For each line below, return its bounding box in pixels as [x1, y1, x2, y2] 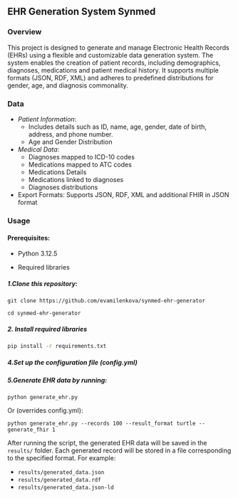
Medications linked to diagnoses [28, 175, 124, 184]
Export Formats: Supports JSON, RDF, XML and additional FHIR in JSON [17, 190, 229, 198]
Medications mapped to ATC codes [28, 160, 132, 169]
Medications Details [28, 167, 87, 176]
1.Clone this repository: [7, 279, 78, 287]
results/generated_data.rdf [17, 477, 101, 484]
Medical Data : [17, 145, 60, 154]
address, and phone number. [28, 129, 113, 138]
